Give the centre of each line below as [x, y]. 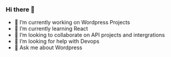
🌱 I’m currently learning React [51, 28]
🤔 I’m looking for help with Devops [57, 42]
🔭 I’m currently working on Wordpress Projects [72, 23]
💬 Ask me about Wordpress [48, 47]
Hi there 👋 [20, 9]
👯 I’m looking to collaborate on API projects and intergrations [89, 35]
